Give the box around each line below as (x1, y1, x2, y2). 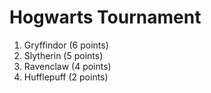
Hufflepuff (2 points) (23, 71, 109, 83)
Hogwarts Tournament (9, 6, 202, 29)
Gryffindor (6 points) (23, 39, 109, 51)
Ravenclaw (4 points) (23, 60, 112, 72)
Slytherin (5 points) (23, 49, 104, 61)
